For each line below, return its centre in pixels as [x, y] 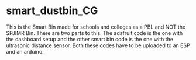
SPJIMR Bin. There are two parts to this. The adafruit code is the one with [94, 33]
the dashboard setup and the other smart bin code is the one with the [90, 39]
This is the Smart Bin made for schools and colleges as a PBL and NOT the [96, 27]
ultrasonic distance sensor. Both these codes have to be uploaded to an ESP [98, 45]
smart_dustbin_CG [52, 11]
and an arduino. [25, 51]
